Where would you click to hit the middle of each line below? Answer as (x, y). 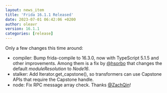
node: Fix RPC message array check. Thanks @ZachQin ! (72, 85)
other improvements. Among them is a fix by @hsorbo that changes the (87, 63)
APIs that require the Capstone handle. (53, 80)
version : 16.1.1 (22, 29)
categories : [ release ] (29, 34)
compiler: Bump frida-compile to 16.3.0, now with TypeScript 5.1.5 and (86, 58)
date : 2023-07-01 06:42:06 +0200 (41, 19)
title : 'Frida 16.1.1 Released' (39, 15)
